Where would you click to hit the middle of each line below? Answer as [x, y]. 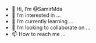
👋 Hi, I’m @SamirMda [37, 9]
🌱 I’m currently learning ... [42, 21]
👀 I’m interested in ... [36, 15]
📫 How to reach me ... [38, 34]
